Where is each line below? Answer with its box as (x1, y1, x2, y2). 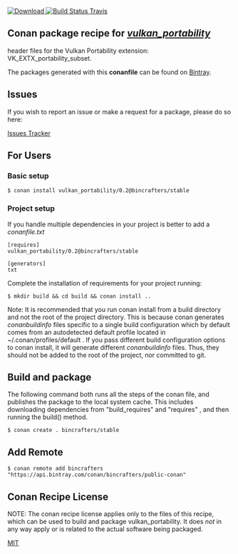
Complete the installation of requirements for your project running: (7, 278, 202, 287)
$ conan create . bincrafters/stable (7, 427, 120, 434)
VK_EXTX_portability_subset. (7, 54, 92, 62)
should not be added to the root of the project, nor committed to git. (7, 351, 207, 359)
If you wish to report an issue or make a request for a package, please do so (7, 107, 232, 116)
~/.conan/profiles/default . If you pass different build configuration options (7, 336, 226, 344)
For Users (7, 150, 52, 162)
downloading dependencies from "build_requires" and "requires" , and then (7, 406, 229, 414)
